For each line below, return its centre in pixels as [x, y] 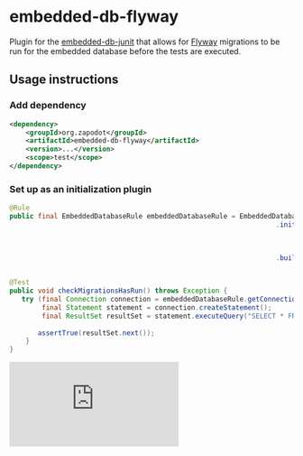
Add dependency [48, 106]
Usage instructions [64, 80]
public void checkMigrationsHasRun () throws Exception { [119, 291]
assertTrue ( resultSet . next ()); [96, 333]
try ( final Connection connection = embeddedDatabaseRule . [134, 300]
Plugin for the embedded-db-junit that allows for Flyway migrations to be [145, 42]
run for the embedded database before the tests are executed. [125, 51]
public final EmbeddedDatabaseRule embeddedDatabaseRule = [123, 217]
